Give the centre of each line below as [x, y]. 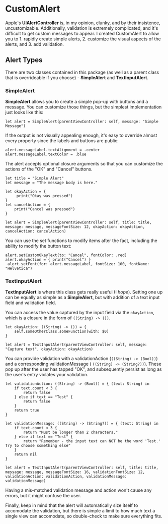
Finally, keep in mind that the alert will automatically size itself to [72, 505]
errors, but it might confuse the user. [43, 496]
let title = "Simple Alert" [35, 179]
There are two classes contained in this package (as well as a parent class [82, 72]
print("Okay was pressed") [45, 196]
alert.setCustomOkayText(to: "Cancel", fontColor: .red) [66, 255]
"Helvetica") [19, 269]
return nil [26, 454]
